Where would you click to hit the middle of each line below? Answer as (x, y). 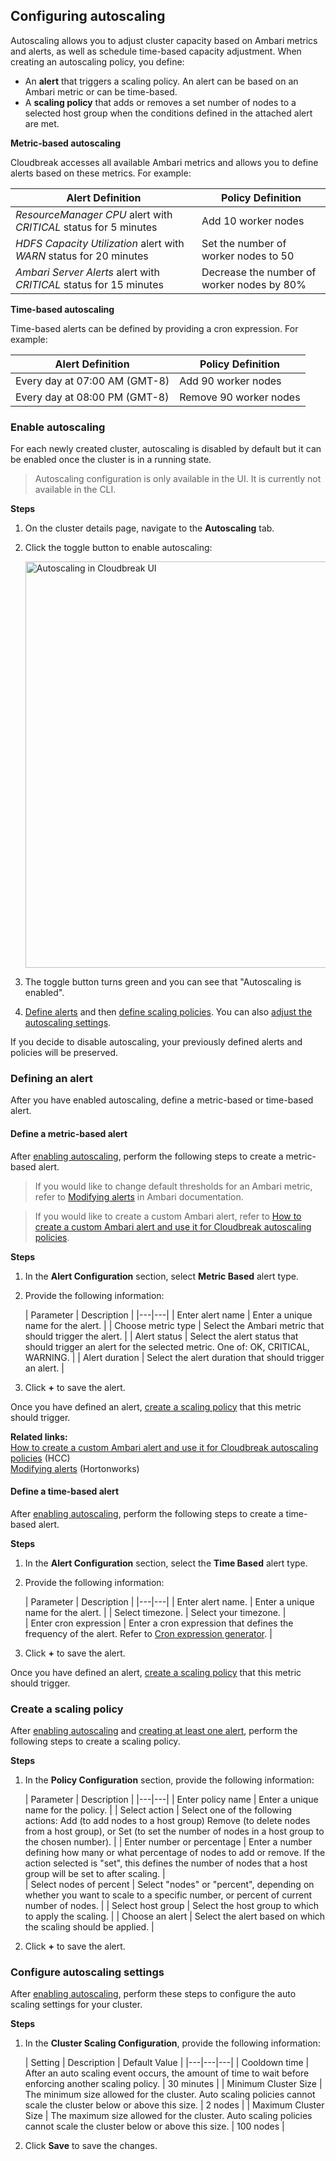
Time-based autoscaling (62, 309)
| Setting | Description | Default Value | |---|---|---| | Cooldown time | (167, 2063)
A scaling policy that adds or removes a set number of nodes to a (160, 102)
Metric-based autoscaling (66, 143)
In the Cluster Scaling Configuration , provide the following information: (172, 2043)
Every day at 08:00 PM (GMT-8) (92, 397)
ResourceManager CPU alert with (94, 214)
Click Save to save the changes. (91, 2146)
